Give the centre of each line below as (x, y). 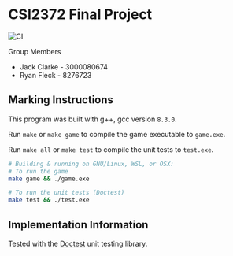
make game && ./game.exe (49, 179)
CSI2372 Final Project (80, 15)
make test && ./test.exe (49, 200)
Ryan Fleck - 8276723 (55, 75)
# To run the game (38, 171)
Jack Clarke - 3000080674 (64, 67)
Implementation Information (78, 225)
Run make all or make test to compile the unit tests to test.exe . (111, 149)
